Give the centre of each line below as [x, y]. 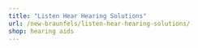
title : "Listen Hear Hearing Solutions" [78, 16]
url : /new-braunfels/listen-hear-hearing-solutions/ [99, 24]
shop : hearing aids [41, 31]
